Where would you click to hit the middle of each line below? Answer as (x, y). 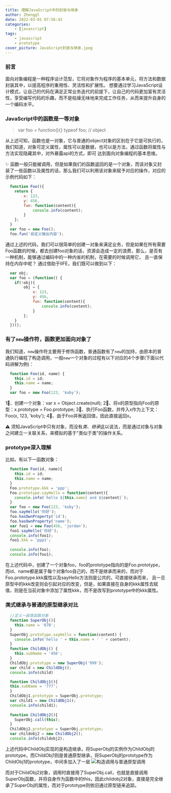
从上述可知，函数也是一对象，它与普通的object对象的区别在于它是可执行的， (85, 141)
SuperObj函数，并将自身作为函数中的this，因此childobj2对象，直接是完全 (82, 779)
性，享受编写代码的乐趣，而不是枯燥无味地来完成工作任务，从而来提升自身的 (85, 98)
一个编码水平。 (21, 104)
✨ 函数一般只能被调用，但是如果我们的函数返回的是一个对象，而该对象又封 (83, 164)
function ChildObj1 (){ (34, 682)
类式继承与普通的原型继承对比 (42, 604)
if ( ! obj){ (25, 283)
